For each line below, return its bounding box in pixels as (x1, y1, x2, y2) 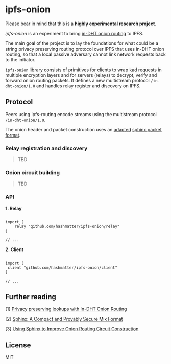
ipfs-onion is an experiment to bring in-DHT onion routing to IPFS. (5, 30, 144, 36)
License (5, 340, 31, 349)
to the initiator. (5, 56, 36, 62)
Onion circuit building (5, 169, 60, 176)
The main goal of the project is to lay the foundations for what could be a (5, 40, 159, 47)
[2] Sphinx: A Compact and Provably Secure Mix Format (5, 316, 124, 322)
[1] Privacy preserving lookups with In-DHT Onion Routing (5, 306, 127, 312)
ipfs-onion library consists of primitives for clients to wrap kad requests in (5, 66, 162, 73)
